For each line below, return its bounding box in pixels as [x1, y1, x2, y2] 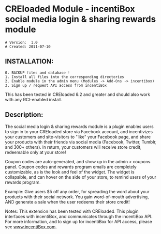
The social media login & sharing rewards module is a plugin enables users [5, 124, 154, 129]
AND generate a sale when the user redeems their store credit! [5, 199, 130, 204]
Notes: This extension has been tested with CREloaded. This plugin [5, 208, 139, 214]
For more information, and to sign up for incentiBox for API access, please [5, 218, 152, 224]
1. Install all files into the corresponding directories [5, 74, 124, 79]
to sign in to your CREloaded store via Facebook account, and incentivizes [5, 128, 153, 134]
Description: [5, 110, 44, 119]
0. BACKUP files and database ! [5, 70, 70, 75]
